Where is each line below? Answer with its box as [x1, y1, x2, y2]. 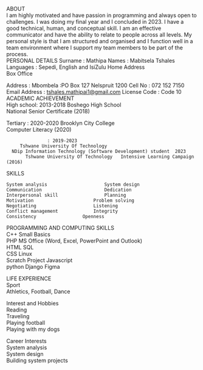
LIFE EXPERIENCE [6, 275, 52, 282]
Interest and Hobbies [6, 300, 59, 307]
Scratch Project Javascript [6, 257, 73, 264]
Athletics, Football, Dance [6, 288, 71, 295]
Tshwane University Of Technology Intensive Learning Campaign [25, 154, 194, 160]
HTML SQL [6, 244, 34, 251]
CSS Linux [6, 250, 32, 257]
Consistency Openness [6, 213, 105, 219]
